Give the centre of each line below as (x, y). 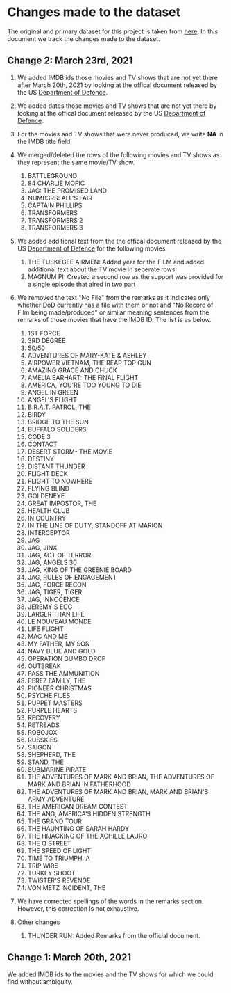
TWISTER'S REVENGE (59, 880)
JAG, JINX (42, 548)
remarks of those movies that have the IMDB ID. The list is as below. (114, 319)
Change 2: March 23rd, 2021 (70, 61)
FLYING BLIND (48, 488)
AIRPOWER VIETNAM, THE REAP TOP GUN (89, 363)
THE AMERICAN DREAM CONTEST (78, 806)
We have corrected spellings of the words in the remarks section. (110, 901)
